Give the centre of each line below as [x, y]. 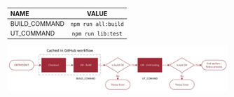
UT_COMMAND [33, 33]
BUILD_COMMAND [37, 23]
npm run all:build [97, 24]
